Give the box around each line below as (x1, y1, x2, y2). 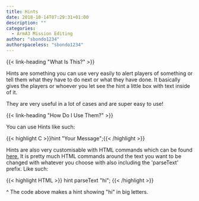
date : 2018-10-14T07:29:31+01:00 (6, 14, 89, 20)
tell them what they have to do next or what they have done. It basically (6, 76, 181, 83)
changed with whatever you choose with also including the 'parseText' (6, 159, 179, 166)
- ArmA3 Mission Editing (11, 31, 73, 37)
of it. (6, 89, 18, 96)
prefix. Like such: (6, 165, 49, 172)
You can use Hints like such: (6, 123, 75, 130)
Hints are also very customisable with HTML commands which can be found (6, 146, 193, 153)
